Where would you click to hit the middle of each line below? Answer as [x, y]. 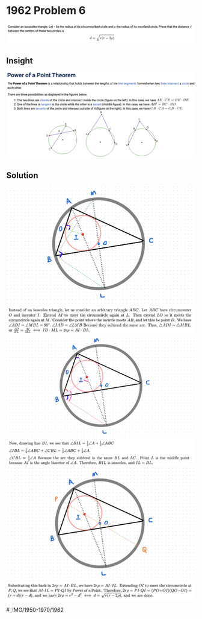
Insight [20, 61]
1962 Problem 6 [46, 11]
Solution [22, 176]
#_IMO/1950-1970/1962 [35, 609]
